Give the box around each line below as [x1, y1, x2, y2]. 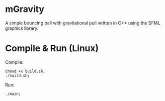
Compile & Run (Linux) [5, 43, 99, 54]
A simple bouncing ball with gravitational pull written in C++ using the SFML [5, 20, 161, 26]
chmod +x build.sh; [5, 69, 46, 74]
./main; [5, 91, 21, 97]
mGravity [5, 3, 45, 15]
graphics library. [5, 25, 39, 31]
